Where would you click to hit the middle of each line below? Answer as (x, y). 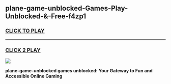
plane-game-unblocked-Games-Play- (67, 8)
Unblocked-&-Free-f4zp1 (46, 17)
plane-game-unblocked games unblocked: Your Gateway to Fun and (79, 70)
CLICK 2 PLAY (23, 50)
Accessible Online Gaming (34, 76)
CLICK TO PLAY (25, 31)
